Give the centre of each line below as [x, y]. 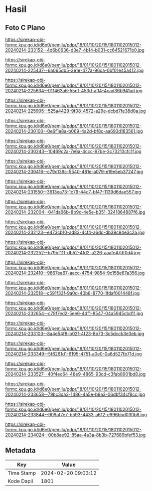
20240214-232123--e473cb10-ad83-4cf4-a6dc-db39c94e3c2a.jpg [75, 232]
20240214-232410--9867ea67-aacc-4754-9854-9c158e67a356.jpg [75, 273]
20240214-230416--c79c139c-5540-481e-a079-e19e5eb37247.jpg [74, 171]
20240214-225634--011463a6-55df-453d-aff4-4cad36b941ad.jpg [74, 90]
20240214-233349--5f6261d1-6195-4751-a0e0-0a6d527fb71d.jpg [74, 354]
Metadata [20, 450]
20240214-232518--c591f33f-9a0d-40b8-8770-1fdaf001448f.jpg [73, 293]
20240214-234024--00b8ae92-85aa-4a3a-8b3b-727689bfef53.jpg [76, 435]
